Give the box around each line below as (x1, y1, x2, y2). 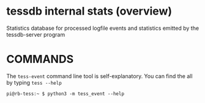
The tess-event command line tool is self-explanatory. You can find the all (6, 72, 193, 80)
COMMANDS (6, 52, 74, 66)
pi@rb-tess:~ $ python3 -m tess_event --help (6, 90, 124, 97)
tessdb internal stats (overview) (6, 4, 173, 18)
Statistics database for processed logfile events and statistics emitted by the (6, 24, 199, 32)
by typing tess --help (6, 79, 62, 86)
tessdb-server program (6, 30, 65, 38)
